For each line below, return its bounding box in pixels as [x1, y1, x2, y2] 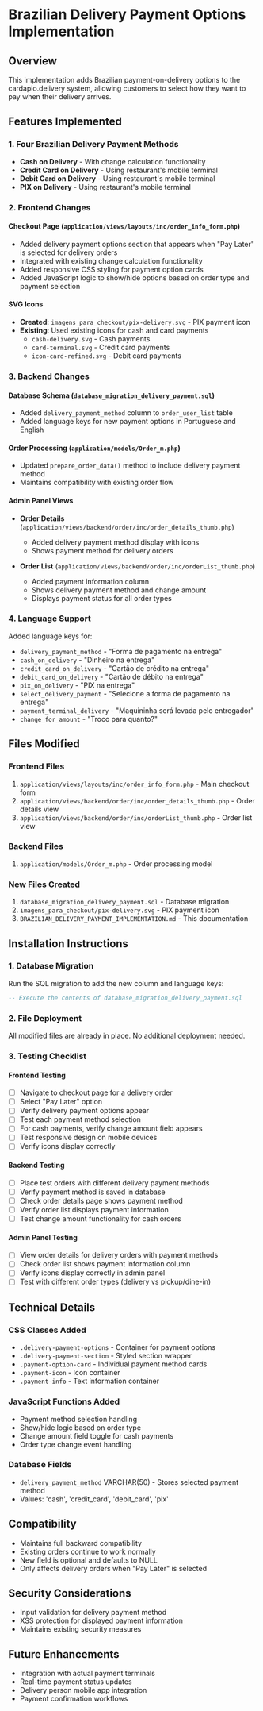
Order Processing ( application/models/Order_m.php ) [8, 443, 181, 453]
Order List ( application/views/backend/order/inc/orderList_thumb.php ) [19, 561, 256, 571]
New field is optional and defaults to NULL [19, 1555, 158, 1565]
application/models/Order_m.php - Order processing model [19, 859, 213, 869]
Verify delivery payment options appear [19, 1106, 150, 1116]
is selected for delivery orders [19, 248, 118, 257]
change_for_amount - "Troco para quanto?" [19, 714, 158, 723]
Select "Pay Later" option [19, 1097, 103, 1107]
